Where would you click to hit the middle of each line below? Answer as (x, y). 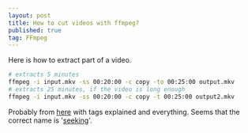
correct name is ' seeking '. (50, 120)
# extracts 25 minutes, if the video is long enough (97, 89)
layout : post (30, 15)
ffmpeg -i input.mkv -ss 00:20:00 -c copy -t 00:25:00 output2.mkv (122, 97)
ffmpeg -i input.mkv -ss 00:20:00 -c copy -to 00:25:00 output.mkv (122, 82)
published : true (35, 30)
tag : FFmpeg (28, 38)
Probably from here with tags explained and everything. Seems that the (124, 112)
